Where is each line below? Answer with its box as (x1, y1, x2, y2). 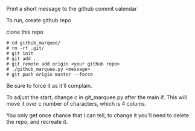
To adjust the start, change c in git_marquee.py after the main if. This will (6, 94, 187, 101)
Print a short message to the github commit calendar (6, 5, 137, 12)
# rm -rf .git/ (6, 45, 45, 51)
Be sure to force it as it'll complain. (6, 82, 92, 89)
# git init (6, 50, 34, 56)
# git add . (6, 56, 36, 62)
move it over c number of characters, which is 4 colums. (6, 100, 147, 107)
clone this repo (6, 28, 43, 35)
